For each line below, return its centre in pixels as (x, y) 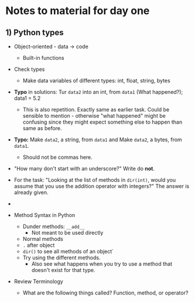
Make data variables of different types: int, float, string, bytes (96, 81)
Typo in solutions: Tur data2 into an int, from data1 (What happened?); (98, 92)
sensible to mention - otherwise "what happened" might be (94, 116)
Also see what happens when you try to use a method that (102, 264)
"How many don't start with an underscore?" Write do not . (84, 169)
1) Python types (35, 33)
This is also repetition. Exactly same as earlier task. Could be (96, 109)
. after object (39, 245)
